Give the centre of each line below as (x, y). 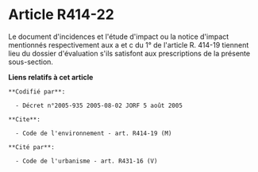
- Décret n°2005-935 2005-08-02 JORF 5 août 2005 (99, 105)
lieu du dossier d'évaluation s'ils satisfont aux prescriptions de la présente (129, 53)
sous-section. (31, 62)
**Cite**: (25, 119)
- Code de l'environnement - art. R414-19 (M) (94, 133)
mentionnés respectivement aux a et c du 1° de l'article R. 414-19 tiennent (129, 44)
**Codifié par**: (37, 92)
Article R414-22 (62, 15)
